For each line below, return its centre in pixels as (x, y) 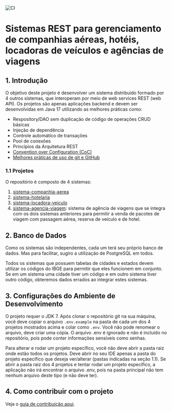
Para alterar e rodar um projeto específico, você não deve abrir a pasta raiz (85, 348)
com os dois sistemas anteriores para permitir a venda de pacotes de (86, 214)
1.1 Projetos (20, 171)
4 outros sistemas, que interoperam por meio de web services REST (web (83, 98)
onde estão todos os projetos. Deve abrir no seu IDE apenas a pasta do (81, 353)
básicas (21, 124)
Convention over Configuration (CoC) (52, 152)
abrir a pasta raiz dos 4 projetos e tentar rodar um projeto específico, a (80, 364)
